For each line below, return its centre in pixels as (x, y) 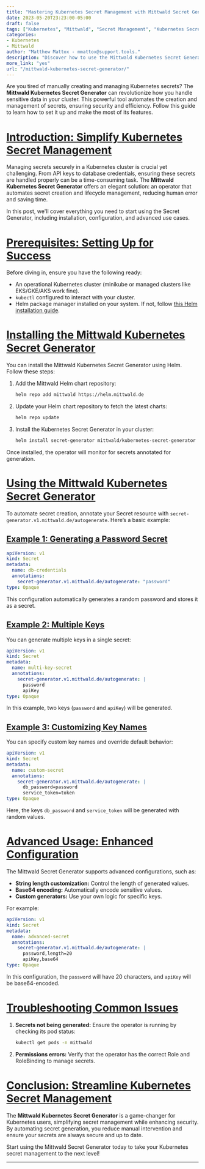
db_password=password (50, 787)
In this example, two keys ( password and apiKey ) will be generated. (89, 708)
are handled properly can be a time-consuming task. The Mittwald (90, 180)
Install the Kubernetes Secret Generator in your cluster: (85, 429)
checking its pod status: (45, 1031)
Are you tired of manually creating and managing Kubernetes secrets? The (100, 86)
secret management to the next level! (53, 1153)
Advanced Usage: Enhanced (80, 842)
